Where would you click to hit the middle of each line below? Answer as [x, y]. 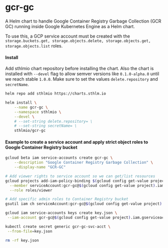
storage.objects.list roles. [34, 46]
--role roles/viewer [31, 190]
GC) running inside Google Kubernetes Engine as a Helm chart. [70, 26]
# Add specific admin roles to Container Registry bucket [67, 199]
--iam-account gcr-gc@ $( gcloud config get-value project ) [69, 218]
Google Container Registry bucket [41, 147]
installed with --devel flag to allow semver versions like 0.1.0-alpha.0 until [82, 74]
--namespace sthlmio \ [38, 112]
